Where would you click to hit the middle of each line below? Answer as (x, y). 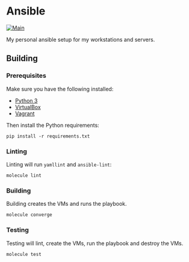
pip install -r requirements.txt (48, 136)
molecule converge (29, 215)
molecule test (24, 254)
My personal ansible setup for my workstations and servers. (81, 39)
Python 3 (26, 100)
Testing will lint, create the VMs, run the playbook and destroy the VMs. (95, 243)
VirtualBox (28, 107)
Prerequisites (26, 75)
